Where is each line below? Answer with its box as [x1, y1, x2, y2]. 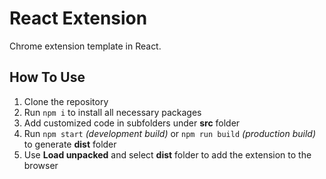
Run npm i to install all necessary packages [23, 106, 202, 118]
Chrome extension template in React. [9, 40, 162, 52]
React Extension [9, 7, 148, 30]
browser [23, 159, 59, 171]
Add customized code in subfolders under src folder [23, 117, 241, 129]
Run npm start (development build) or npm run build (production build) [23, 127, 316, 139]
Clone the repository [23, 95, 109, 107]
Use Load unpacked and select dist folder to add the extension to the [23, 148, 312, 161]
